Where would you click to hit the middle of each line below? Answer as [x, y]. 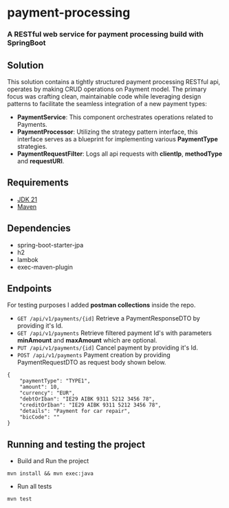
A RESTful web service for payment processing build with [106, 34]
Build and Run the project [53, 461]
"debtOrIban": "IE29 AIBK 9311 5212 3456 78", [87, 399]
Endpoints [30, 288]
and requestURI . [41, 161]
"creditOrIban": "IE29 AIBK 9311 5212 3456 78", [90, 405]
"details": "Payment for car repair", [75, 412]
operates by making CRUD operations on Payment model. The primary [107, 89]
